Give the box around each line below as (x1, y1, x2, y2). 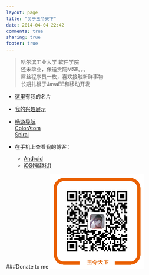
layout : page (6, 9, 38, 15)
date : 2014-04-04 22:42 (6, 22, 65, 28)
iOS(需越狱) (23, 162, 52, 169)
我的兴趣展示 (14, 106, 46, 112)
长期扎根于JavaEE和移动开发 (20, 80, 90, 87)
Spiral (14, 131, 29, 138)
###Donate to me (6, 263, 49, 270)
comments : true (6, 28, 44, 34)
